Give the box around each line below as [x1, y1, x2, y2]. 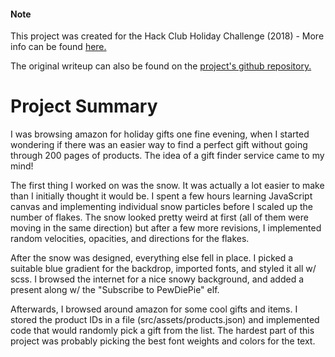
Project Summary [10, 95, 158, 118]
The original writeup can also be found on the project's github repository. [10, 60, 312, 72]
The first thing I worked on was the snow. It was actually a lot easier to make [10, 180, 325, 192]
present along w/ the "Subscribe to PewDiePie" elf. [10, 284, 220, 296]
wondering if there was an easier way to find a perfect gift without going [10, 139, 308, 151]
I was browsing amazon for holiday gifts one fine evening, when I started [10, 128, 310, 140]
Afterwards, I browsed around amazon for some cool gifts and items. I [10, 303, 298, 315]
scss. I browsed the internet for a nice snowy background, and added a [10, 273, 304, 285]
